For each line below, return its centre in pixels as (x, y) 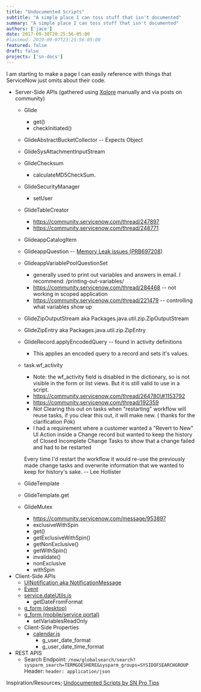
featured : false (26, 46)
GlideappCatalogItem (50, 239)
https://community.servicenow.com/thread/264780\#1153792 (109, 396)
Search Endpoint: (45, 659)
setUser (43, 198)
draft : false (23, 51)
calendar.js (46, 634)
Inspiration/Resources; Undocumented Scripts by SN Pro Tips (83, 682)
